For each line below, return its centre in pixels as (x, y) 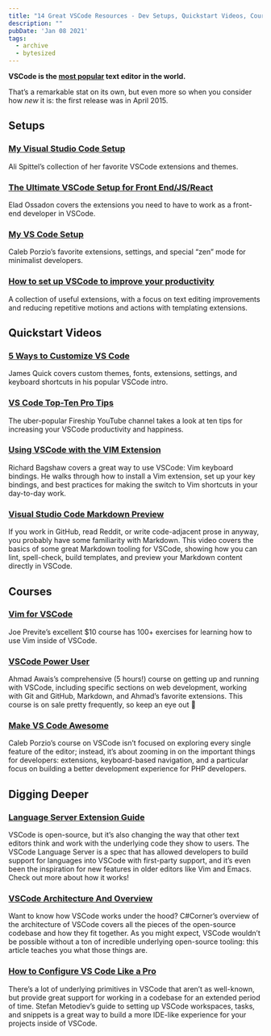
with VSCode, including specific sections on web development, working (128, 687)
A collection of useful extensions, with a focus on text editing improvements (134, 299)
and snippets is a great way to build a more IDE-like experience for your (127, 1014)
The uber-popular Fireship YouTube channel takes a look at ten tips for (126, 420)
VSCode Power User (49, 661)
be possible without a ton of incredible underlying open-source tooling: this (133, 942)
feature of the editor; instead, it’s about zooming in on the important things (132, 752)
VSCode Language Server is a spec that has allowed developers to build (128, 852)
